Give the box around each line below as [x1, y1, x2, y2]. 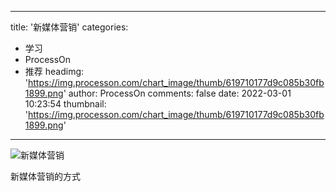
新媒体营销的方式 [10, 171, 81, 182]
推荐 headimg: [24, 66, 85, 77]
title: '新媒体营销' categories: [10, 21, 129, 33]
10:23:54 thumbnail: [24, 98, 107, 110]
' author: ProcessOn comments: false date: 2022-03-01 [63, 87, 292, 99]
